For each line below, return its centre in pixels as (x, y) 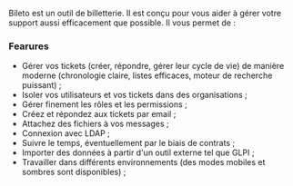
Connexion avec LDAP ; (66, 133)
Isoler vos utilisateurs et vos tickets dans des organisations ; (134, 95)
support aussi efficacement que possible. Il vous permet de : (122, 23)
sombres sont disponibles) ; (74, 172)
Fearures (29, 46)
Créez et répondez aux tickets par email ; (99, 114)
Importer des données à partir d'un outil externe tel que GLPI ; (138, 152)
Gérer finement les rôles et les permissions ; (105, 104)
